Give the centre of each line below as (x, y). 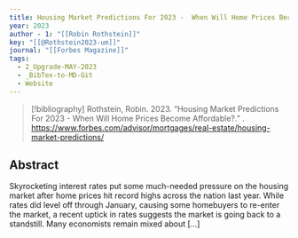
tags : (19, 59)
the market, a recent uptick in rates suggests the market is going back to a (145, 215)
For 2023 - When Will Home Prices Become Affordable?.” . (138, 118)
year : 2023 (29, 26)
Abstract (34, 165)
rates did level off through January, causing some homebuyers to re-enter (145, 205)
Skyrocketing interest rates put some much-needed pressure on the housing (149, 186)
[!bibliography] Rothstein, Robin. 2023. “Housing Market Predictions (155, 108)
